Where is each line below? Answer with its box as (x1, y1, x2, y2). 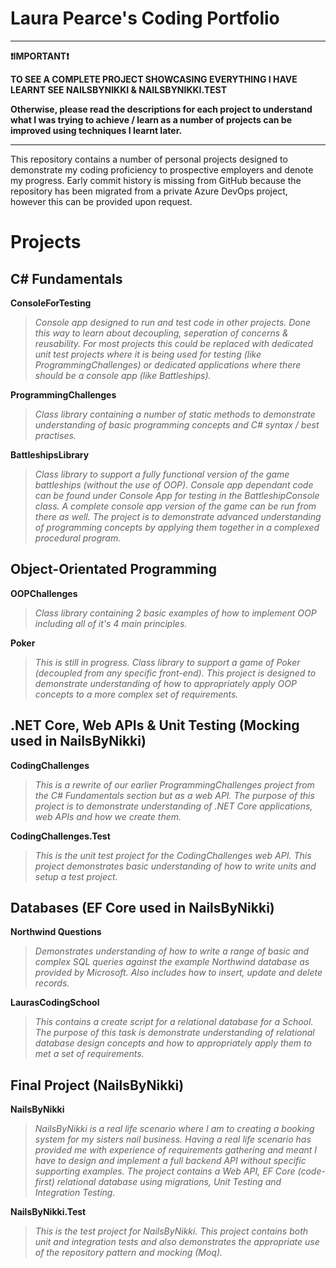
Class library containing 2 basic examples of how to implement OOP (34, 607, 317, 619)
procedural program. (34, 532, 122, 544)
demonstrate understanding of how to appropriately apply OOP (34, 677, 297, 689)
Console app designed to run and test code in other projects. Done (34, 316, 312, 328)
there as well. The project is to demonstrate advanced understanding (34, 510, 322, 522)
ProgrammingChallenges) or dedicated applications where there (34, 358, 302, 371)
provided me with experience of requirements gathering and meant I (34, 1144, 318, 1156)
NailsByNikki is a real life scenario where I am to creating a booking (34, 1123, 315, 1135)
